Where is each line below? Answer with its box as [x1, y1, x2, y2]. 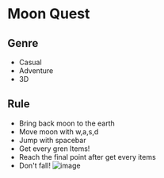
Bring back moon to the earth [18, 118, 116, 128]
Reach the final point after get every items [18, 152, 156, 161]
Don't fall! [18, 161, 51, 170]
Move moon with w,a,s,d [18, 126, 99, 136]
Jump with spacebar [18, 135, 86, 145]
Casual [18, 57, 42, 67]
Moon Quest [7, 5, 90, 23]
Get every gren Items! [18, 144, 90, 153]
